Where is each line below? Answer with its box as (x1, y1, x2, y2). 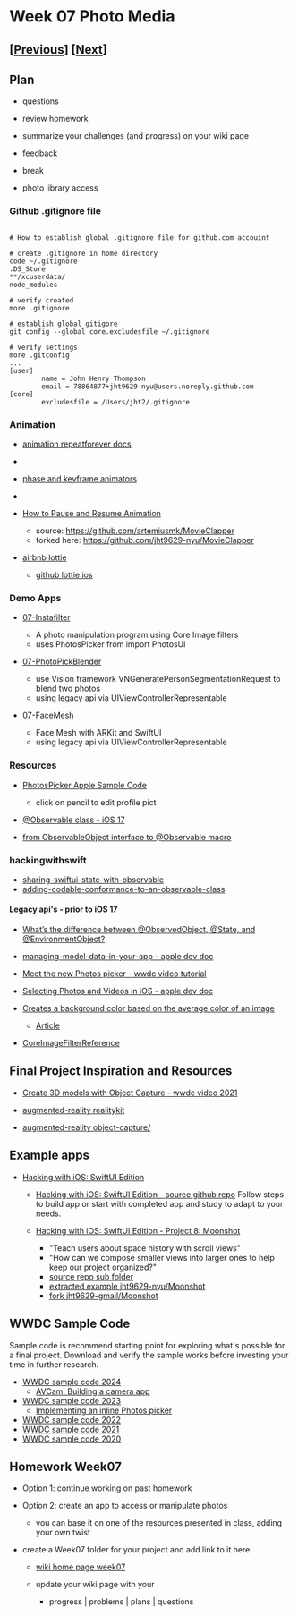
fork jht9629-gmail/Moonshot (48, 1290, 158, 1301)
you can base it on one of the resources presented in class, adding (35, 1518, 283, 1528)
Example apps (9, 1148, 90, 1163)
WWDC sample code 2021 (21, 1424, 120, 1434)
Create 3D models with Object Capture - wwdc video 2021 (21, 1087, 238, 1098)
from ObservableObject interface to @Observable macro (21, 831, 232, 842)
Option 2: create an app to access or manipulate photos (21, 1501, 228, 1511)
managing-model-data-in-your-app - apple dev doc (21, 951, 214, 962)
